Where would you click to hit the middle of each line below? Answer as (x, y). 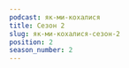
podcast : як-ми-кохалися (55, 17)
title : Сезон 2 (37, 26)
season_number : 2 (41, 50)
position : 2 (31, 42)
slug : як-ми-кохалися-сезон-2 (65, 34)
